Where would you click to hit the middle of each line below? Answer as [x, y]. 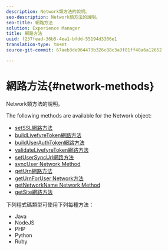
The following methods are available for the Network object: [79, 115]
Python [23, 235]
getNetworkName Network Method [57, 185]
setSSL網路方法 [34, 128]
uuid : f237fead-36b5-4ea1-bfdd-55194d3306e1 [62, 39]
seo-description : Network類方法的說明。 [53, 17]
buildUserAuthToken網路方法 [50, 142]
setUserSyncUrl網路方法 [44, 157]
